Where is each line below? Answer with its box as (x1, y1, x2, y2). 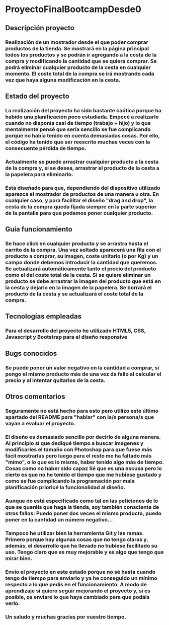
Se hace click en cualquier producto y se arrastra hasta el (5, 240, 148, 247)
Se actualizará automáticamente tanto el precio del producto (5, 265, 156, 272)
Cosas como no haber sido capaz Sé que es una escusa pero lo (5, 464, 162, 472)
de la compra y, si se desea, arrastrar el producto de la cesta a (5, 165, 159, 172)
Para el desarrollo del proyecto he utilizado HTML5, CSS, (5, 327, 146, 334)
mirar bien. (5, 555, 33, 562)
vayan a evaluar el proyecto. (5, 420, 76, 427)
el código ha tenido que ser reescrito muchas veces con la (5, 138, 150, 145)
